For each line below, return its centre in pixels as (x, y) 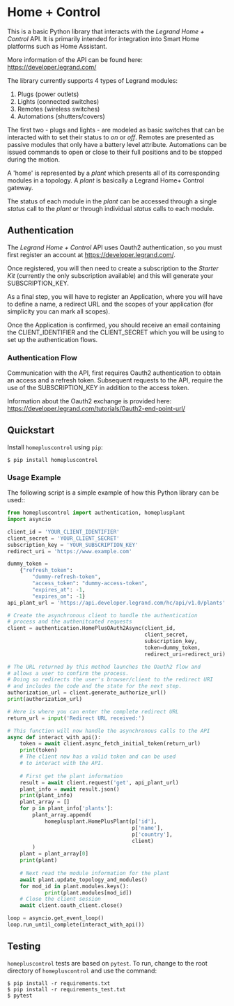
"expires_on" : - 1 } (59, 596)
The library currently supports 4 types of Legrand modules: (93, 80)
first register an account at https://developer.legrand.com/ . (91, 254)
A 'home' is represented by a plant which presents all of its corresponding (114, 173)
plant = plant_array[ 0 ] (54, 854)
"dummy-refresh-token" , (67, 577)
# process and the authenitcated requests (70, 622)
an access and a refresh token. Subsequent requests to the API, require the (115, 380)
